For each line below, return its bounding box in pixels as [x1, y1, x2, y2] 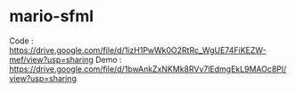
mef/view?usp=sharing [9, 54, 94, 65]
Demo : [95, 54, 122, 65]
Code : [9, 35, 34, 46]
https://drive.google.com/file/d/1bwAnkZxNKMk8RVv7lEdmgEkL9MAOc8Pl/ [9, 64, 287, 74]
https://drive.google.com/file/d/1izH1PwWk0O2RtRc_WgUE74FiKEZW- [9, 44, 267, 55]
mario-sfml [9, 6, 95, 27]
